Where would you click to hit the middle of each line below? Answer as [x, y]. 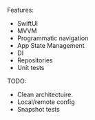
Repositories [35, 60]
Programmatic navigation [53, 38]
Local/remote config [46, 102]
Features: [21, 10]
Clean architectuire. [45, 94]
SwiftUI [28, 23]
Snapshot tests [38, 109]
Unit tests [31, 68]
